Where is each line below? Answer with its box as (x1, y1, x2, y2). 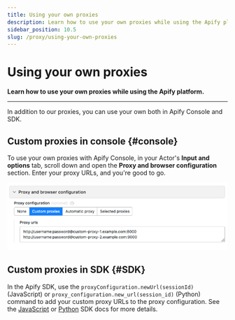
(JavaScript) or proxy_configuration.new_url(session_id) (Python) (7, 290, 201, 298)
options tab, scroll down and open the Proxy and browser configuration (7, 161, 218, 169)
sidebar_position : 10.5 (7, 26, 77, 33)
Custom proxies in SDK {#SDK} (7, 264, 145, 276)
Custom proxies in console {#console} (7, 135, 178, 147)
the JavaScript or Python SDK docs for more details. (7, 305, 158, 313)
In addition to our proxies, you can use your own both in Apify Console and (7, 108, 223, 116)
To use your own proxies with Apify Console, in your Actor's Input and (7, 154, 210, 162)
